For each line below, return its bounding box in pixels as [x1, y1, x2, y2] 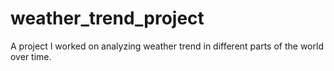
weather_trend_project [10, 7, 205, 30]
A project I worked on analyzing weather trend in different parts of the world [10, 40, 324, 52]
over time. [10, 50, 52, 62]
